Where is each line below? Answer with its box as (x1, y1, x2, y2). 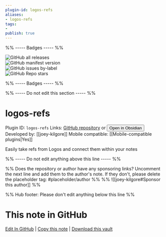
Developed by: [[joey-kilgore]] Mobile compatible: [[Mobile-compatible (5, 131, 152, 137)
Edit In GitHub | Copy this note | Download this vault (5, 225, 113, 232)
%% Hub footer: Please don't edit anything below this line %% (5, 191, 135, 197)
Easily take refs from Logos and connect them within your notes (5, 146, 138, 152)
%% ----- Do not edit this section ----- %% (5, 90, 96, 96)
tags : (5, 21, 17, 27)
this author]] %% (5, 182, 41, 188)
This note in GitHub (5, 209, 88, 221)
